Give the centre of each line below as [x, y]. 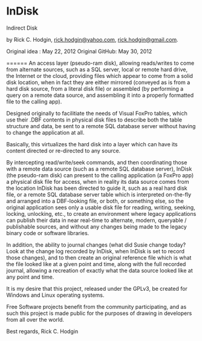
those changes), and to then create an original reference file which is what [99, 258]
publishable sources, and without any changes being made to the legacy [97, 226]
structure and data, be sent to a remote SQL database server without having [101, 126]
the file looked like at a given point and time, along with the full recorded [96, 264]
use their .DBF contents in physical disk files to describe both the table [94, 120]
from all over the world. [35, 319]
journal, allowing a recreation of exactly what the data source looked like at [100, 270]
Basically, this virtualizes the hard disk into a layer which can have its [92, 144]
